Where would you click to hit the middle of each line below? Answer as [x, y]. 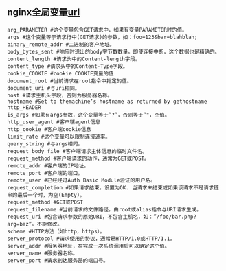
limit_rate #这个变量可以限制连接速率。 [59, 137]
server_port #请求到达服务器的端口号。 [58, 260]
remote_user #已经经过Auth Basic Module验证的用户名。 [81, 180]
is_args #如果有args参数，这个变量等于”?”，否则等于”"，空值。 [89, 115]
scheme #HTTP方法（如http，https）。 [56, 231]
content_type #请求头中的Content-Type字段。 [68, 66]
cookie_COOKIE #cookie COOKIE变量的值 [61, 73]
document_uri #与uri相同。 [44, 88]
